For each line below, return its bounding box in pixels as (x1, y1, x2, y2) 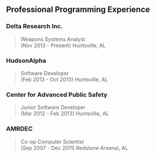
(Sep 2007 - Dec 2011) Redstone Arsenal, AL (20, 144, 128, 151)
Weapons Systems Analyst (20, 35, 86, 43)
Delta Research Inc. (6, 22, 63, 30)
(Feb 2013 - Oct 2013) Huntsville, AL (20, 76, 108, 83)
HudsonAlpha (6, 56, 46, 64)
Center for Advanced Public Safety (6, 90, 107, 98)
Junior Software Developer (20, 104, 86, 111)
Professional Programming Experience (6, 5, 151, 15)
